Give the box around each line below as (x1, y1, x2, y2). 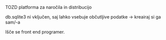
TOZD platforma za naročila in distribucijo (5, 4, 92, 10)
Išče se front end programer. (5, 29, 65, 34)
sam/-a (5, 19, 20, 25)
